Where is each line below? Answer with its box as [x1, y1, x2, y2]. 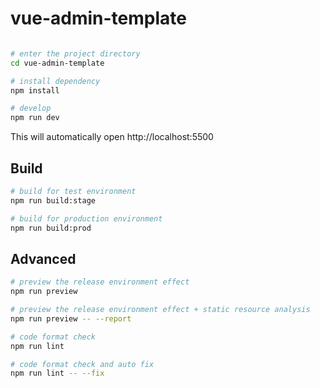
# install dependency [10, 76, 101, 86]
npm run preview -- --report [10, 313, 132, 324]
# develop [10, 103, 52, 114]
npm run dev [10, 113, 60, 123]
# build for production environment [10, 213, 163, 224]
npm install [10, 85, 60, 96]
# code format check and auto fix [10, 359, 155, 369]
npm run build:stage [10, 195, 97, 206]
